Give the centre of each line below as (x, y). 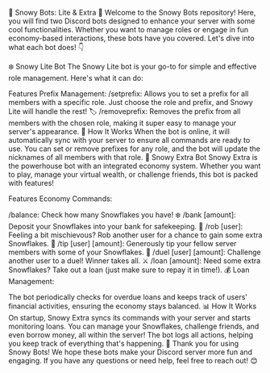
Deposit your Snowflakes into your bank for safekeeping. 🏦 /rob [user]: (126, 226)
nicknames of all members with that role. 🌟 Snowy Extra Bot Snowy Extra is (133, 157)
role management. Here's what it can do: (76, 78)
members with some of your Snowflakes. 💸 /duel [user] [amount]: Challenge (135, 252)
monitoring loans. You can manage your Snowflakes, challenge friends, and (134, 326)
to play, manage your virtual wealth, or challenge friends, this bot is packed (133, 174)
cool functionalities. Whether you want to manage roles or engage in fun (128, 29)
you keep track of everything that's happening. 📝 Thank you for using (124, 344)
